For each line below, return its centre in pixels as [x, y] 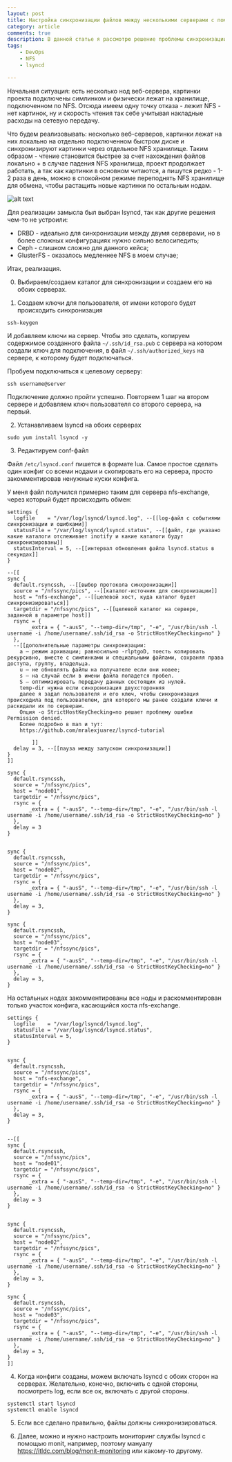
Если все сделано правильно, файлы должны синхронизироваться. [117, 1423]
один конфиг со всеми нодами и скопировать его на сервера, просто [110, 471]
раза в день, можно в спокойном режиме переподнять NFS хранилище [118, 178]
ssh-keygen [23, 323]
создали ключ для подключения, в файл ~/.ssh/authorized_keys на [106, 350]
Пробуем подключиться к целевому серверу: [75, 371]
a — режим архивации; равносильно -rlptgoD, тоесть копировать [113, 651]
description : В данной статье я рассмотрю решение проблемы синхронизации [117, 39]
